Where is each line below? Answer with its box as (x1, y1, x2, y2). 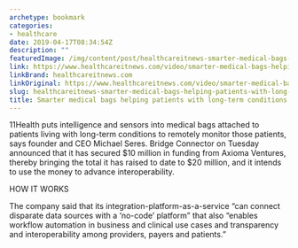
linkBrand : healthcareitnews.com (9, 71, 133, 80)
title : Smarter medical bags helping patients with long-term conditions (9, 95, 288, 105)
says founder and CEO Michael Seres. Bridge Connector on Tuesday (9, 138, 260, 149)
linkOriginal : (9, 79, 62, 88)
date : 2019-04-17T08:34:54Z (9, 37, 114, 47)
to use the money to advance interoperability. (9, 167, 175, 177)
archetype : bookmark (9, 12, 86, 22)
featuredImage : (9, 54, 66, 63)
